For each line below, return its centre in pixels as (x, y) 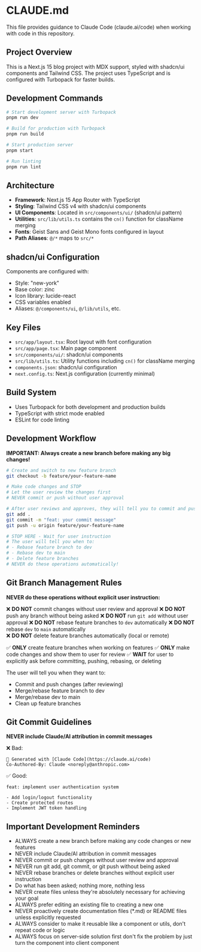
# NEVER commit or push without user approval (65, 498)
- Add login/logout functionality (49, 798)
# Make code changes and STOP (44, 487)
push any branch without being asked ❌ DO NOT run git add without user (97, 616)
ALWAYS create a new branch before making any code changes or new (103, 841)
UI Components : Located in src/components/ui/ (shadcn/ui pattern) (98, 213)
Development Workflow (51, 439)
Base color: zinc (35, 290)
